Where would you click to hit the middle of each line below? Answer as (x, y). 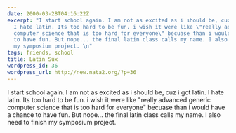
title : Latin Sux (33, 59)
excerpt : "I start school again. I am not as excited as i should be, (113, 20)
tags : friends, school (40, 53)
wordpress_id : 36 (33, 66)
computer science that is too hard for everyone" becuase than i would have (116, 107)
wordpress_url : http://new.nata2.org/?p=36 (72, 72)
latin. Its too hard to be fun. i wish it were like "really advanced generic (109, 99)
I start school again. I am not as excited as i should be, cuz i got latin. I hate (116, 92)
